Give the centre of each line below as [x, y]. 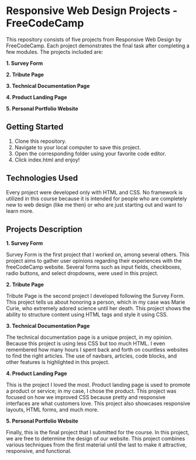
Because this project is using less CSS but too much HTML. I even [86, 344]
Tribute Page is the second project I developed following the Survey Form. [95, 296]
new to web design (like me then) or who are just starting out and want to [94, 205]
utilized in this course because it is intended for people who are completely [97, 198]
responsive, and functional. [39, 451]
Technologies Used [42, 178]
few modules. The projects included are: [55, 52]
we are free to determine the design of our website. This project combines [96, 439]
